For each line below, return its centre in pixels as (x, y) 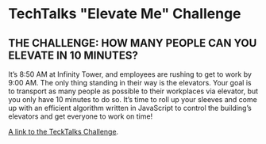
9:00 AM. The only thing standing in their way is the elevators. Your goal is (130, 83)
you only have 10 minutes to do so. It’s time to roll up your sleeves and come (133, 99)
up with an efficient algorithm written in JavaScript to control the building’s (130, 108)
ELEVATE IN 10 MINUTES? (73, 55)
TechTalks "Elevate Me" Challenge (125, 14)
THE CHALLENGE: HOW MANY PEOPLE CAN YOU (133, 43)
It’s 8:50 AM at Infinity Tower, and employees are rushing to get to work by (130, 74)
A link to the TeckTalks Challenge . (64, 132)
